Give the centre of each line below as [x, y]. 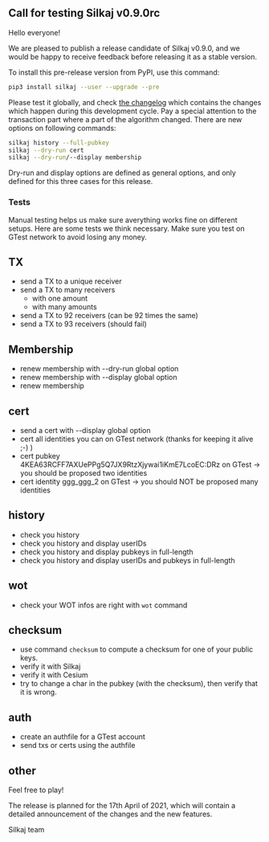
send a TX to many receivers [67, 290]
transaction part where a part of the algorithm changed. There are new [125, 119]
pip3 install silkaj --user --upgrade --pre [84, 87]
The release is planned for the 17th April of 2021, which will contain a [122, 806]
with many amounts [65, 307]
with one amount [60, 298]
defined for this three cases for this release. [81, 182]
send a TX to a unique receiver [71, 281]
